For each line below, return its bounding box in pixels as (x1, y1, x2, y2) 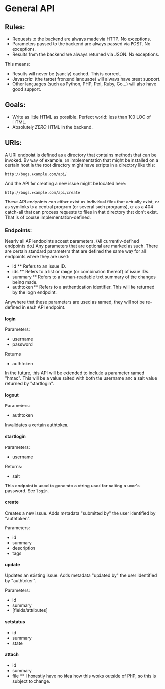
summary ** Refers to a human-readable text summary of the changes (12, 274, 156, 280)
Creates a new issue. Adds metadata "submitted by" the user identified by (5, 510, 156, 516)
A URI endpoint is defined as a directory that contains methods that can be (5, 152, 157, 158)
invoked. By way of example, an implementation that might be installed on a (5, 157, 159, 163)
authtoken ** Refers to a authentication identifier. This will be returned (12, 284, 155, 290)
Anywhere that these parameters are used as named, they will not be (5, 299, 145, 305)
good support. (12, 86, 41, 92)
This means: (5, 61, 31, 67)
